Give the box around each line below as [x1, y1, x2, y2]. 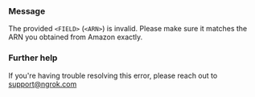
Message [8, 6, 46, 17]
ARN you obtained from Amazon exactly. [8, 32, 143, 42]
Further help [8, 52, 58, 63]
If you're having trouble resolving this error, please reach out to [8, 71, 218, 80]
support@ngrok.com [8, 79, 77, 89]
